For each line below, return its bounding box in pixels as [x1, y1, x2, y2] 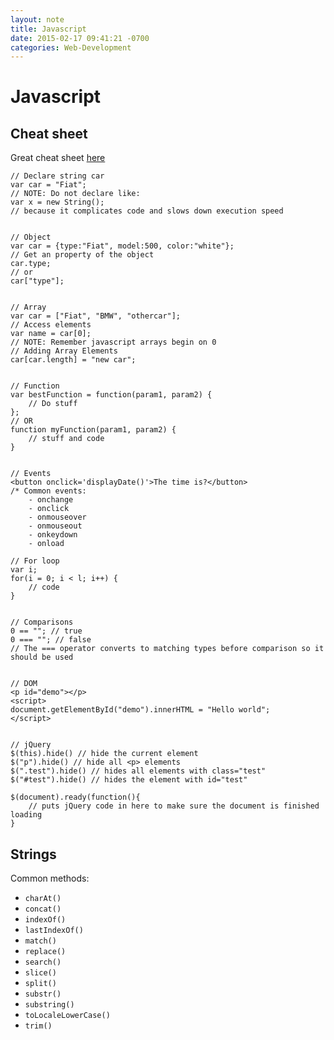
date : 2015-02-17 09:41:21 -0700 [10, 33, 150, 43]
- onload [28, 539, 65, 549]
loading [10, 810, 43, 820]
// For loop [10, 556, 60, 566]
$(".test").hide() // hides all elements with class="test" [10, 766, 267, 776]
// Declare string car [10, 171, 105, 181]
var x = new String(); [10, 197, 105, 208]
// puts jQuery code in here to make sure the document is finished [28, 801, 320, 811]
